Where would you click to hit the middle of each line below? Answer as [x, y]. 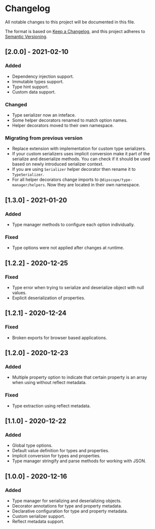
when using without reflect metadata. [49, 383]
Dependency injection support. [43, 76]
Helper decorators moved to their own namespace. [63, 125]
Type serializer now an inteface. [44, 115]
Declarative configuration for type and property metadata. [70, 511]
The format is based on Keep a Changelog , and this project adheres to [75, 31]
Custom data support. [34, 92]
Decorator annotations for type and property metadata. [67, 506]
